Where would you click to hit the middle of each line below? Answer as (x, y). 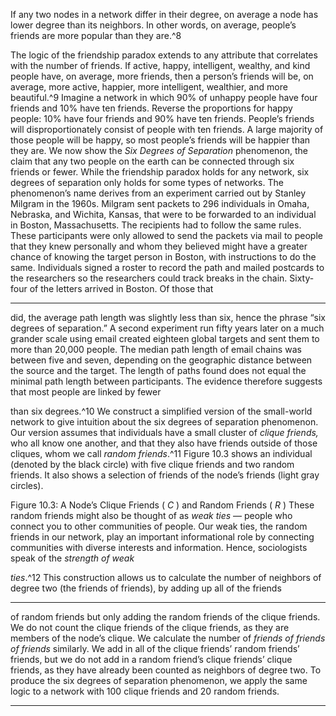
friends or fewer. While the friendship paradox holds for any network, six (160, 172)
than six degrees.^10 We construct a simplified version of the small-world (161, 411)
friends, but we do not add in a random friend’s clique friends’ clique (151, 659)
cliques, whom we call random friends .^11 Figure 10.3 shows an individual (161, 453)
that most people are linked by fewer (86, 392)
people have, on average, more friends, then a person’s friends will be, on (162, 76)
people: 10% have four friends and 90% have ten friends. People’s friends (162, 118)
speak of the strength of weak (72, 558)
